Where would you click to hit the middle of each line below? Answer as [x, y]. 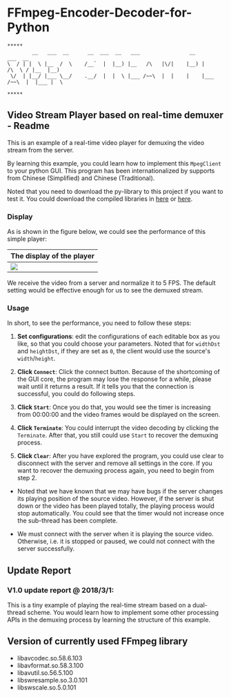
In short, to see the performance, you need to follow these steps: [99, 323]
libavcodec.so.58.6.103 [50, 658]
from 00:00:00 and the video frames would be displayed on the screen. [119, 415]
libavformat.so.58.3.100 [50, 665]
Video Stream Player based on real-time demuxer [115, 115]
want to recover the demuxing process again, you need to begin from [115, 471]
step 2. [27, 478]
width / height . [36, 359]
